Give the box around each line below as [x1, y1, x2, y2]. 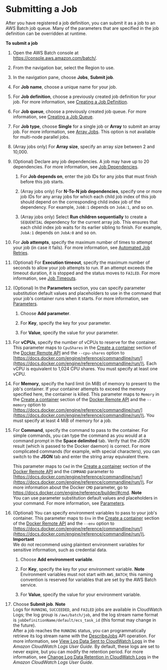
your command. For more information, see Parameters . [12, 500, 126, 506]
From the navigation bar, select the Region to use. [12, 65, 115, 71]
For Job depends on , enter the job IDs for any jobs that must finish [20, 173, 157, 179]
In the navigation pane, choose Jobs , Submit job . [12, 74, 114, 80]
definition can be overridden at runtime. [5, 30, 87, 36]
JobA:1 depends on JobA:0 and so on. [20, 230, 97, 236]
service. [20, 582, 37, 587]
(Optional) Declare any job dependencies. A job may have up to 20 [12, 158, 150, 165]
